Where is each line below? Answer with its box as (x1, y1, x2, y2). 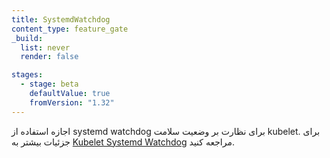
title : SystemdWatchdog (11, 14, 111, 25)
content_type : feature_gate (11, 24, 129, 34)
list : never (20, 42, 71, 53)
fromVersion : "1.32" (29, 97, 115, 108)
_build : (11, 33, 44, 43)
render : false (20, 52, 79, 62)
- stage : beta (20, 79, 79, 90)
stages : (11, 70, 44, 80)
